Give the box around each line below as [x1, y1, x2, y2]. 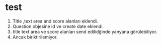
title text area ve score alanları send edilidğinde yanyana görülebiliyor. [12, 28, 157, 34]
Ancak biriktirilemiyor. [12, 34, 58, 40]
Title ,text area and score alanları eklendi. [12, 18, 98, 24]
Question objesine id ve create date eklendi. [12, 23, 104, 29]
